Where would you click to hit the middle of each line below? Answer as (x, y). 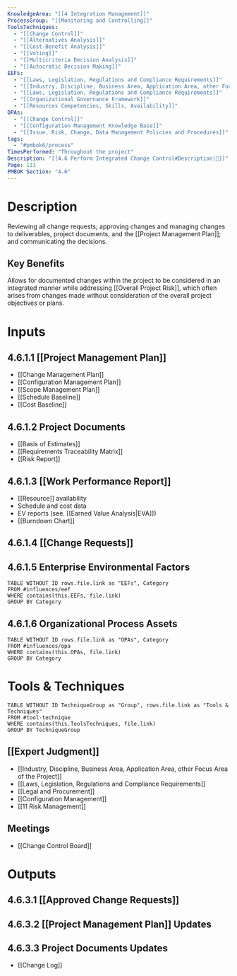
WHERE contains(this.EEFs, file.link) (64, 596)
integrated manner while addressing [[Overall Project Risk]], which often (112, 288)
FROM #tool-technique (39, 718)
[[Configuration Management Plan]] (69, 382)
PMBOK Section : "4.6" (39, 172)
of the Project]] (39, 776)
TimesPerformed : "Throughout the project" (71, 152)
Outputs (32, 874)
